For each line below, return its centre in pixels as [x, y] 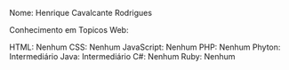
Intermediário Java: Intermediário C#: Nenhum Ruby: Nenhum [122, 56]
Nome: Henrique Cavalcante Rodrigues [81, 13]
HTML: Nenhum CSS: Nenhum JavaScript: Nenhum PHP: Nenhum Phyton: [145, 47]
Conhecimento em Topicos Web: [69, 30]
